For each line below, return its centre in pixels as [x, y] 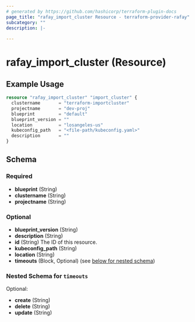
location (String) [35, 254]
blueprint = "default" [49, 114]
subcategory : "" [26, 22]
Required [19, 176]
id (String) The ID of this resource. [56, 242]
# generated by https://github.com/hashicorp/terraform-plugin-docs [91, 11]
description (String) [39, 236]
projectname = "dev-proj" [51, 108]
